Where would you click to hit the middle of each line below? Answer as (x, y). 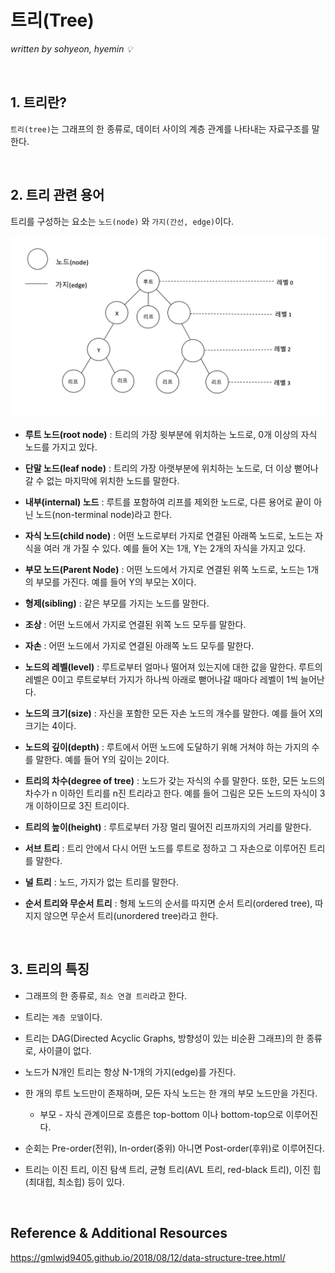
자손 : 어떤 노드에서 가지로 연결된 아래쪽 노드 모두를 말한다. (139, 645)
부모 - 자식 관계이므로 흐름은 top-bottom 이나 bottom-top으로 (161, 1114)
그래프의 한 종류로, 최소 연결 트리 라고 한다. (106, 995)
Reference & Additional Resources (119, 1233)
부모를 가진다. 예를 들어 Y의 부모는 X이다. (116, 582)
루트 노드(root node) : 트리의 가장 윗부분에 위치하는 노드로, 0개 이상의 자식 (171, 434)
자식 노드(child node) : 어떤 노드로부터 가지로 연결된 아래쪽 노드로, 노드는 (168, 535)
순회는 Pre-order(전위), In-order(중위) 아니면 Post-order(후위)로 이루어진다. (174, 1148)
